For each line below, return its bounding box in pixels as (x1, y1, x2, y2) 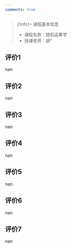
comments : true (5, 7, 36, 12)
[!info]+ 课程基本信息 (17, 21, 59, 27)
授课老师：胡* (24, 38, 53, 43)
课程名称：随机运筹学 (24, 31, 67, 37)
